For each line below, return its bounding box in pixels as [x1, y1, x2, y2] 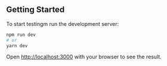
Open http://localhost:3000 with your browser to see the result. [6, 53, 162, 61]
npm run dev [6, 32, 36, 38]
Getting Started [6, 5, 65, 15]
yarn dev [6, 42, 28, 49]
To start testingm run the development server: [6, 20, 119, 27]
